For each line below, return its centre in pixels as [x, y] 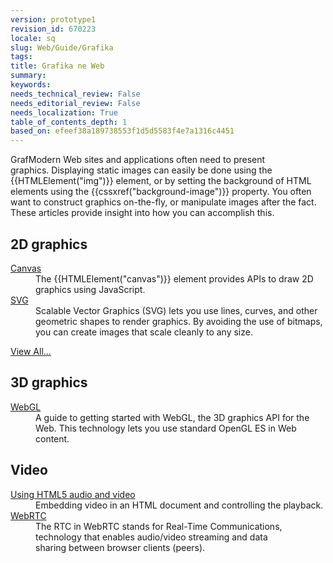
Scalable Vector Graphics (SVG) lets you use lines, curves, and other [176, 310]
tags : [21, 57]
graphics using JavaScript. [90, 289]
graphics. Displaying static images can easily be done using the [141, 170]
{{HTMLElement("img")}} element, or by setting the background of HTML [161, 181]
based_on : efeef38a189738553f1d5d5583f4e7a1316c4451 [122, 131]
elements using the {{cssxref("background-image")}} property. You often [161, 192]
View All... [31, 351]
